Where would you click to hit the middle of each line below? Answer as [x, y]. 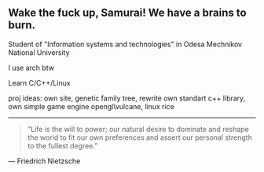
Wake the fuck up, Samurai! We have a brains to [127, 13]
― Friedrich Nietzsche [44, 161]
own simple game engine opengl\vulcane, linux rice [92, 106]
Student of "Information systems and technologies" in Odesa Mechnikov [125, 44]
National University [39, 52]
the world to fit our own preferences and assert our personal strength [140, 137]
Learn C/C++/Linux [39, 82]
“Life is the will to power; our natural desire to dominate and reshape [138, 129]
